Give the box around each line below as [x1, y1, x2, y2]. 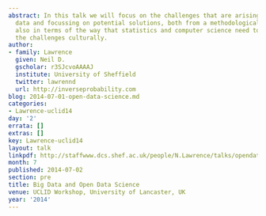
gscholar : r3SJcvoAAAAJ [15, 63, 93, 71]
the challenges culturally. [15, 33, 108, 42]
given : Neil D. [15, 56, 66, 64]
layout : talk [8, 144, 51, 152]
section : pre [8, 173, 51, 182]
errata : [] [8, 122, 44, 130]
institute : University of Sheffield [15, 70, 136, 78]
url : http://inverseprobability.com [15, 85, 136, 93]
